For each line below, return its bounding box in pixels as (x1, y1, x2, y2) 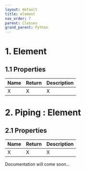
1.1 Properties (5, 65, 46, 73)
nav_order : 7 (5, 16, 31, 21)
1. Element (5, 46, 47, 57)
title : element (5, 12, 36, 16)
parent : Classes (5, 20, 37, 26)
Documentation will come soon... (5, 161, 70, 167)
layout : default (5, 7, 37, 12)
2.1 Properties (5, 126, 47, 135)
